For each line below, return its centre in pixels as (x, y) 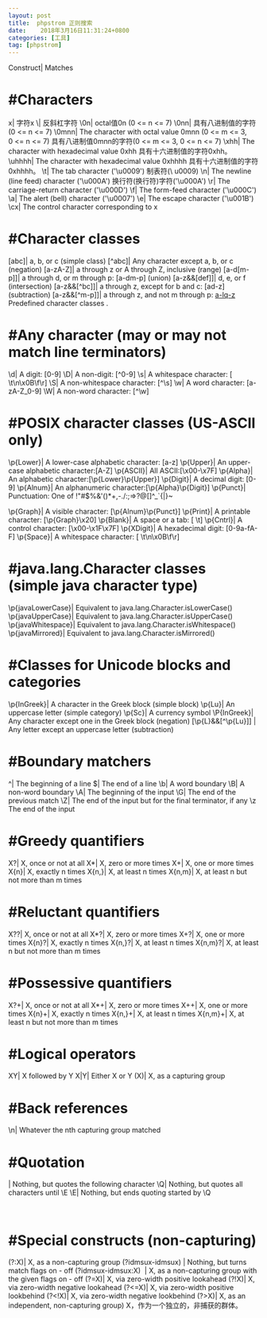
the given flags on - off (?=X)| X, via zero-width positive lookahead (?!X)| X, (132, 1279)
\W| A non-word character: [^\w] (96, 391)
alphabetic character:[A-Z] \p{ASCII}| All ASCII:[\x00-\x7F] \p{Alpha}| (139, 471)
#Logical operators (72, 1054)
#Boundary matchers (80, 761)
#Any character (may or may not (117, 335)
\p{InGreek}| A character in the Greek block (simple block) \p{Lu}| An (122, 704)
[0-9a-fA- (242, 528)
